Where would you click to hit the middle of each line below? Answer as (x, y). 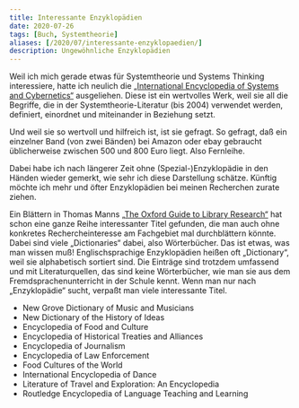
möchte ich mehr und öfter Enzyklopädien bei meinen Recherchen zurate (145, 187)
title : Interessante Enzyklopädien (76, 17)
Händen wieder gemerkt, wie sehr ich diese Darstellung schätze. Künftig (143, 178)
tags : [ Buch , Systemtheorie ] (64, 34)
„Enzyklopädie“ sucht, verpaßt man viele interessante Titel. (118, 291)
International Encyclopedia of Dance (89, 375)
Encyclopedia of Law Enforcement (86, 356)
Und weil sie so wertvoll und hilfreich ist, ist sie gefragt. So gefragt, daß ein (148, 132)
